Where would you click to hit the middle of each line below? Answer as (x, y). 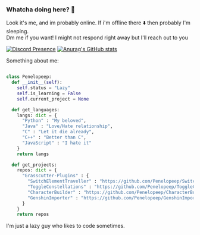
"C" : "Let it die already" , (58, 132)
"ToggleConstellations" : (60, 187)
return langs (33, 154)
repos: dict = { (37, 170)
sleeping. (17, 32)
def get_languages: (36, 109)
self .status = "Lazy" (43, 88)
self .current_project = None (53, 99)
